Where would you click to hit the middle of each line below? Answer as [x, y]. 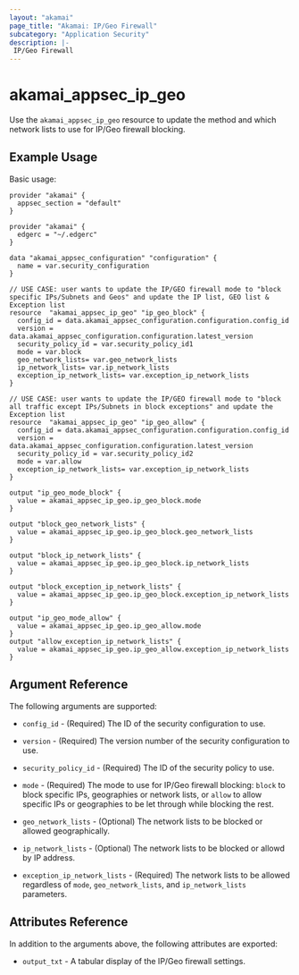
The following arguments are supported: [83, 706]
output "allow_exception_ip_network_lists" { [95, 641]
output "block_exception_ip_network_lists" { [95, 587]
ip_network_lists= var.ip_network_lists [93, 368]
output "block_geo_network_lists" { [77, 524]
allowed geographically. [66, 831]
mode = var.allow [50, 462]
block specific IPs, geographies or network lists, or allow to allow [142, 794]
